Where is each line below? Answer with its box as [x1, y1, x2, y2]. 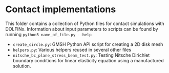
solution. [12, 63, 31, 69]
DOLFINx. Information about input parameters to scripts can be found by [5, 26, 158, 32]
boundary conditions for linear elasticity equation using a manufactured [12, 57, 164, 63]
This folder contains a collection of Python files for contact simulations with [5, 20, 165, 27]
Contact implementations [5, 4, 116, 15]
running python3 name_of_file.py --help [5, 31, 92, 37]
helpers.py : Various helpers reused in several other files [12, 46, 132, 53]
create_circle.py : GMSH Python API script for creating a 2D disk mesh [12, 41, 163, 47]
